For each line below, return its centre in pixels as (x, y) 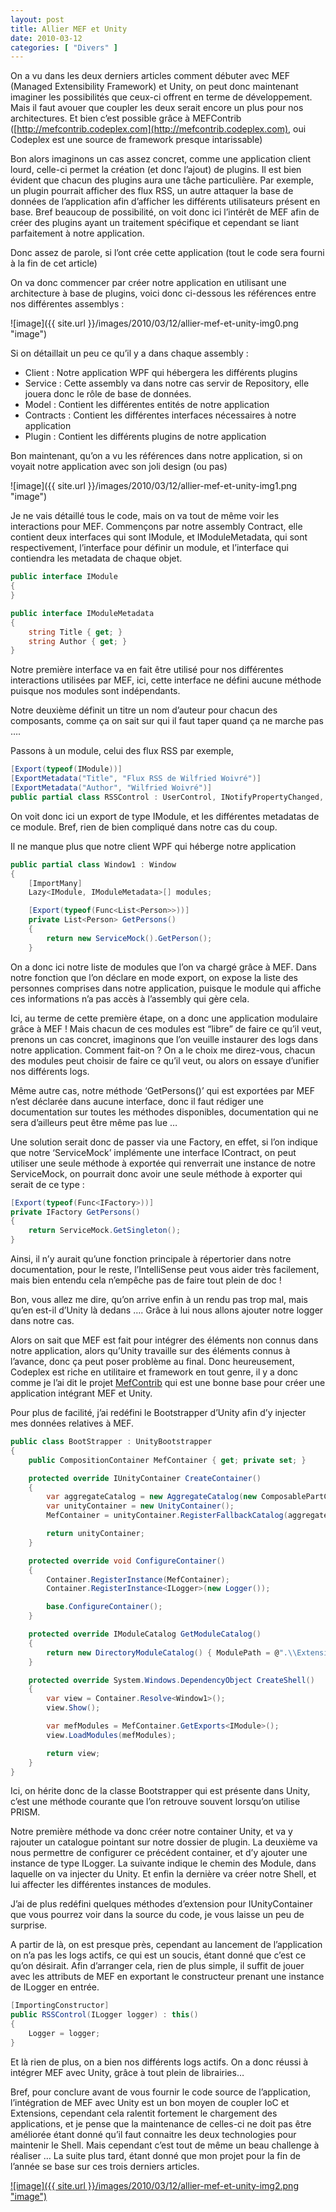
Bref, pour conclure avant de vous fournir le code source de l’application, (160, 2092)
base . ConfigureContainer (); (104, 1607)
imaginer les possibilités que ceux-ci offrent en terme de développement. (161, 97)
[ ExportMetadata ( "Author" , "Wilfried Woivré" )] (111, 788)
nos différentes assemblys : (67, 304)
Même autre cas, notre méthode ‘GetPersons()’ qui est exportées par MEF (162, 1090)
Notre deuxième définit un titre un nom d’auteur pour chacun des (144, 710)
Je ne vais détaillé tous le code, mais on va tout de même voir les (145, 516)
